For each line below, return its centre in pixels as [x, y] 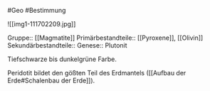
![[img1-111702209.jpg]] [42, 24]
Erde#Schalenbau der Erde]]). [51, 80]
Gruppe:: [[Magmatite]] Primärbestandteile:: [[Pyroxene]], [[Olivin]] [105, 38]
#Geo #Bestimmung [37, 10]
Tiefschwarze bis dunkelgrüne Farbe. [62, 59]
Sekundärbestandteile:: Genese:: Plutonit [67, 45]
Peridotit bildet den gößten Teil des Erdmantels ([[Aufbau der [97, 73]
